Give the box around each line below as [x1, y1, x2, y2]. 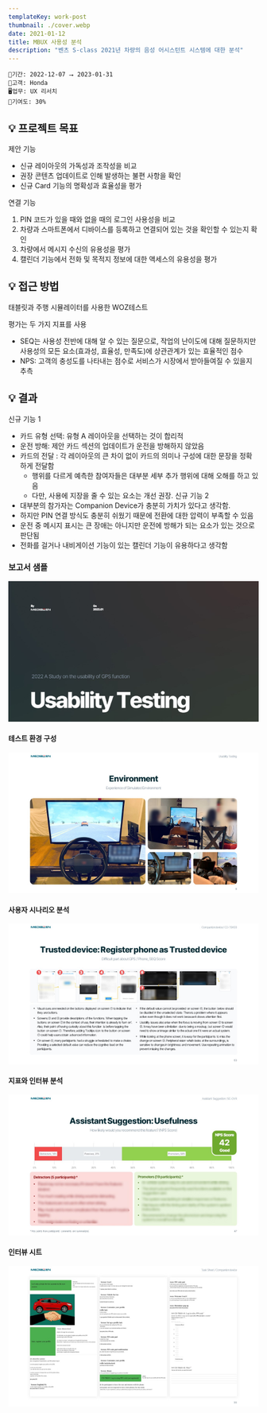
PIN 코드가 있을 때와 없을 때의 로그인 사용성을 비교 [19, 215, 176, 224]
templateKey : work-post [8, 13, 87, 21]
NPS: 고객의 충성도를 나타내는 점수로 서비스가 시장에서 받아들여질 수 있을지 [19, 356, 253, 366]
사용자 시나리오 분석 [8, 904, 70, 914]
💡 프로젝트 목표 [8, 122, 79, 135]
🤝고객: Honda [8, 79, 48, 87]
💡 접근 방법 [8, 280, 60, 293]
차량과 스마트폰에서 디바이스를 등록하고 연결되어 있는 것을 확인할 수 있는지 [19, 224, 250, 234]
